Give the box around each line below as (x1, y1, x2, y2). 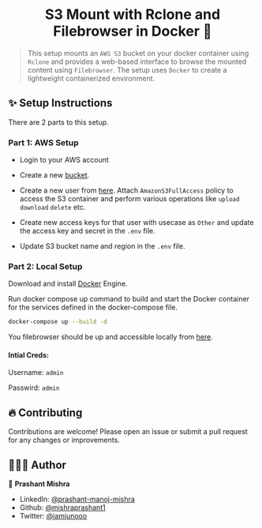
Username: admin (8, 368, 64, 377)
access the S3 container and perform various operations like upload (19, 194, 240, 204)
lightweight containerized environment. (27, 73, 155, 83)
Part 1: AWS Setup (8, 137, 79, 148)
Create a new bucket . (19, 170, 90, 180)
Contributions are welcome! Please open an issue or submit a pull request (8, 427, 249, 436)
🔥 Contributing (8, 406, 83, 419)
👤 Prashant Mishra (8, 479, 70, 489)
